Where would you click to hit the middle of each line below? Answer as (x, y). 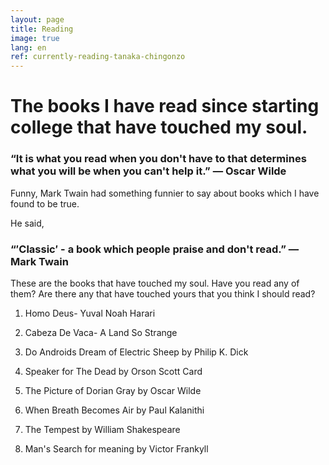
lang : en (28, 47)
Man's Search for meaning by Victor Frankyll (116, 448)
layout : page (37, 19)
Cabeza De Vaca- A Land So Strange (101, 332)
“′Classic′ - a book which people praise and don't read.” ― (155, 249)
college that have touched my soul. (159, 127)
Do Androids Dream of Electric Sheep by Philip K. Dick (136, 352)
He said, (27, 223)
